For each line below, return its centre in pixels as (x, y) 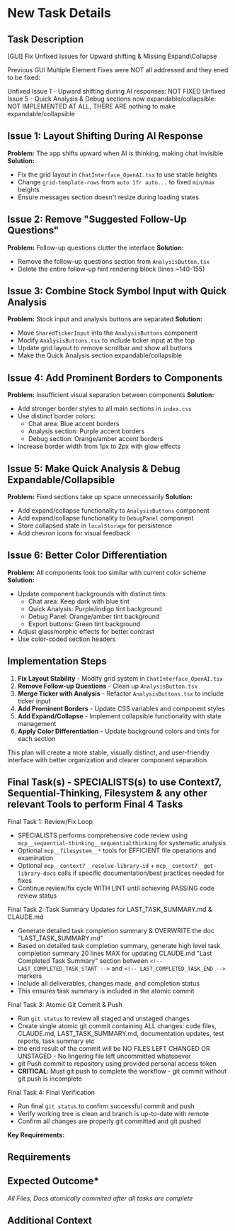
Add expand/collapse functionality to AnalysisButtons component (114, 511)
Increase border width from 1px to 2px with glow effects (99, 446)
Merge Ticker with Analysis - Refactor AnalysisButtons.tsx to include (121, 694)
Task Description (46, 39)
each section (36, 738)
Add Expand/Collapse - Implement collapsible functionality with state (119, 716)
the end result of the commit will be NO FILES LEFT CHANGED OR (114, 1048)
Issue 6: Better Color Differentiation (87, 556)
